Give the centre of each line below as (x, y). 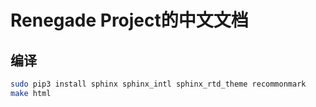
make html (31, 93)
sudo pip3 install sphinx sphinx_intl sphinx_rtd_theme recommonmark (158, 84)
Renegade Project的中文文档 (129, 20)
